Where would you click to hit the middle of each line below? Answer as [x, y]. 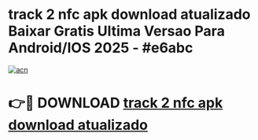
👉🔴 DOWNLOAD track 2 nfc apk [116, 103]
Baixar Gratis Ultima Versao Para [117, 31]
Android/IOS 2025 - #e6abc [101, 48]
